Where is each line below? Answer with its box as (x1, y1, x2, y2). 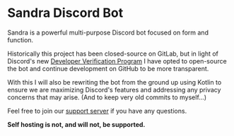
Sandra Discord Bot (7, 5, 124, 21)
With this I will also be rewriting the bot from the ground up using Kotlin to (7, 78, 222, 86)
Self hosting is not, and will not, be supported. (7, 120, 146, 128)
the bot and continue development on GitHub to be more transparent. (7, 64, 209, 73)
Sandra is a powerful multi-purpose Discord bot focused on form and (7, 28, 209, 37)
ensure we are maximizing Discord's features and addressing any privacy (7, 85, 221, 94)
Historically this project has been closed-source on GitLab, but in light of (7, 49, 219, 58)
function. (7, 35, 34, 44)
